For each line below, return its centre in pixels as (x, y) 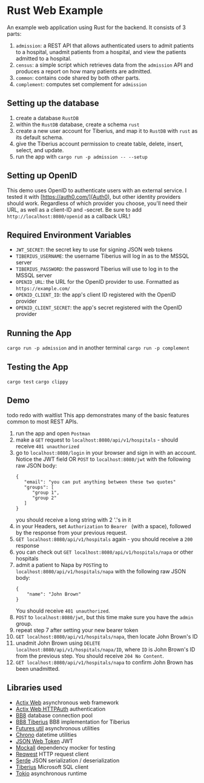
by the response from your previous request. (71, 533)
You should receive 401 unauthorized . (63, 611)
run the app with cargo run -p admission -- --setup (81, 156)
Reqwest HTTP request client (52, 754)
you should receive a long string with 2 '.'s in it (73, 520)
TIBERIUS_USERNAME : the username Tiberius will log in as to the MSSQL (102, 256)
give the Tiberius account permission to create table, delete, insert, (99, 144)
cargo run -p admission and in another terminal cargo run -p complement (98, 348)
